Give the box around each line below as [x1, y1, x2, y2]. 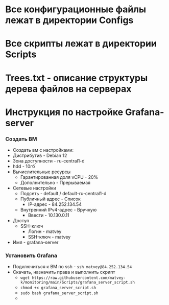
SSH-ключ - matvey [28, 234, 71, 240]
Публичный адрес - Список [20, 196, 81, 202]
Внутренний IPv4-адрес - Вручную [20, 207, 97, 213]
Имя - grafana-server [12, 239, 59, 246]
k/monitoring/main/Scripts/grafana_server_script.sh [20, 280, 135, 285]
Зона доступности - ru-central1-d [12, 158, 85, 164]
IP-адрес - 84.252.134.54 [28, 201, 82, 207]
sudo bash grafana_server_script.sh [20, 291, 99, 296]
